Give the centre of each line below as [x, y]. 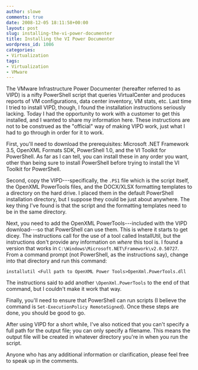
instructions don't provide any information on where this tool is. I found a [95, 242]
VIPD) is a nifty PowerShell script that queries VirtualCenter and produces [96, 95]
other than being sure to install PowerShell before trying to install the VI [93, 163]
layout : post [22, 28]
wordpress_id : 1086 [30, 45]
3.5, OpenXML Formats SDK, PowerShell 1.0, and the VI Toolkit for [86, 150]
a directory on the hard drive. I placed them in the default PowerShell [90, 193]
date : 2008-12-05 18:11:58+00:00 [47, 22]
